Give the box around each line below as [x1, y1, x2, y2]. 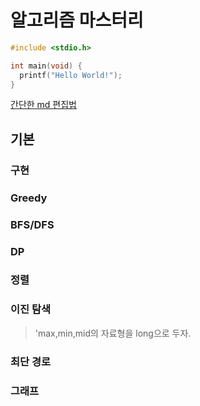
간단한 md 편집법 [10, 99, 77, 111]
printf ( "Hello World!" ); [19, 70, 123, 80]
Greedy [10, 191, 48, 205]
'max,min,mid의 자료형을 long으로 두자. [34, 327, 192, 339]
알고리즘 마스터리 [10, 9, 144, 32]
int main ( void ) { [10, 61, 83, 71]
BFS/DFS [10, 217, 55, 231]
